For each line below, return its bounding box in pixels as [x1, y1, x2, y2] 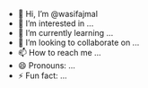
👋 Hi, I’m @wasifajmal [17, 9, 99, 19]
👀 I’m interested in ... [17, 18, 94, 29]
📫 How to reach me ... [17, 48, 101, 57]
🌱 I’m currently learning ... [17, 28, 114, 38]
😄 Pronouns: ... [17, 60, 76, 71]
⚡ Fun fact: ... [17, 70, 67, 81]
